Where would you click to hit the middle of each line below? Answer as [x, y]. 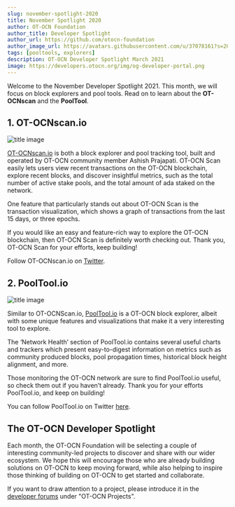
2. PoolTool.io [38, 283]
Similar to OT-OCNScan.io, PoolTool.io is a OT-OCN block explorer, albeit [112, 313]
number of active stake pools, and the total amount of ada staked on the [111, 183]
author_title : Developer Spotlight [59, 33]
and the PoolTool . [63, 101]
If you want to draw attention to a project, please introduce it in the [103, 489]
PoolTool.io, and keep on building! [56, 393]
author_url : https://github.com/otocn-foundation [81, 40]
